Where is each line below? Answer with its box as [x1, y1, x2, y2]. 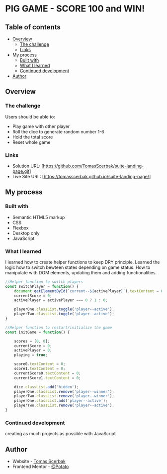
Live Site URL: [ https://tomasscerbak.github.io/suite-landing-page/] [12, 173, 151, 179]
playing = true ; [14, 353, 48, 357]
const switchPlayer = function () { [5, 284, 79, 289]
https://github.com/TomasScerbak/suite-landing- [43, 163, 144, 169]
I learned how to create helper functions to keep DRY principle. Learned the [5, 259, 160, 265]
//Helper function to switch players [5, 279, 83, 284]
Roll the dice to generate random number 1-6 [12, 128, 104, 134]
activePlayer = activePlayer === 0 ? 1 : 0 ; [14, 298, 108, 303]
